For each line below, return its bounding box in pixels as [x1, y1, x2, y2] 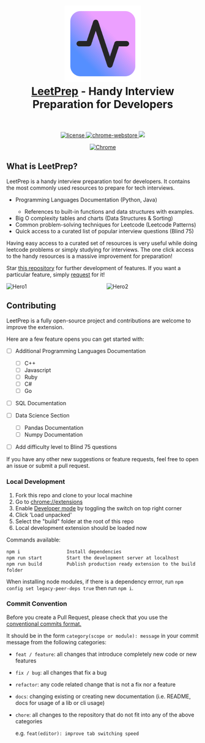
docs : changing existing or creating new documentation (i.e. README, [15, 693, 191, 700]
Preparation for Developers [32, 98, 173, 112]
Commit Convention [6, 599, 67, 608]
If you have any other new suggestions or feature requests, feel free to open [6, 456, 199, 463]
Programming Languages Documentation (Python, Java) [15, 196, 158, 203]
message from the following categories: [6, 638, 107, 646]
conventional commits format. [6, 620, 81, 628]
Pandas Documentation [24, 424, 84, 432]
